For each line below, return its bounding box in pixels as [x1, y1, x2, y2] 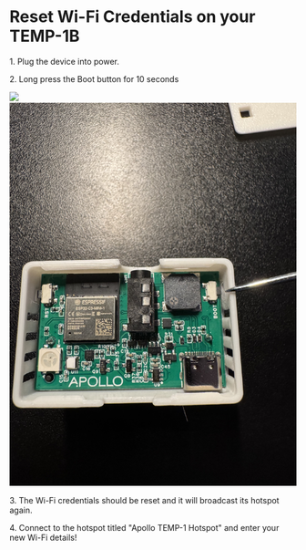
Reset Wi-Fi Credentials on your [9, 6, 256, 27]
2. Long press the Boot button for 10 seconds [9, 73, 179, 84]
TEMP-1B [9, 26, 80, 47]
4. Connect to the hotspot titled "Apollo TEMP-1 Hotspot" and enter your [9, 522, 280, 533]
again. [9, 504, 34, 515]
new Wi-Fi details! [9, 532, 77, 543]
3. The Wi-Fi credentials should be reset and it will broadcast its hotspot [9, 494, 280, 505]
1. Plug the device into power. [9, 56, 120, 67]
